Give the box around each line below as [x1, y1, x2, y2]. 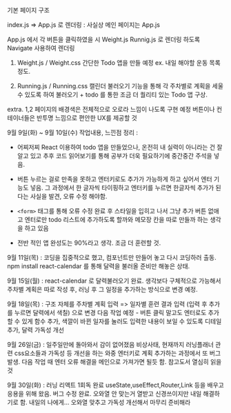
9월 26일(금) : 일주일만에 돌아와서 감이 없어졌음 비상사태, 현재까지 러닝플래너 [7, 341, 214, 348]
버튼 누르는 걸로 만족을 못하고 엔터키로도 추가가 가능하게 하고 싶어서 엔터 [17, 175, 212, 183]
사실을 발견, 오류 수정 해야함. [30, 192, 108, 200]
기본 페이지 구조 [7, 6, 50, 14]
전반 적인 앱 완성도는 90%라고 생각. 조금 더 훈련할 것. [17, 239, 161, 247]
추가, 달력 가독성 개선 [7, 326, 64, 334]
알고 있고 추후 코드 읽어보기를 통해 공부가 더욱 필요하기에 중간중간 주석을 [17, 152, 212, 160]
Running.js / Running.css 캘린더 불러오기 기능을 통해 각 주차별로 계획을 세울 [17, 82, 224, 90]
